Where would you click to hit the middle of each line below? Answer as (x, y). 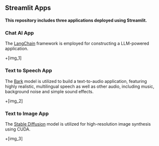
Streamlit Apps (28, 8)
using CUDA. (18, 129)
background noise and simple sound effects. (49, 91)
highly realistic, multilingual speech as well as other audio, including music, (80, 86)
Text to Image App (27, 114)
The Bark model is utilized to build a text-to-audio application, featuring (76, 81)
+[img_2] (14, 101)
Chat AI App (20, 32)
